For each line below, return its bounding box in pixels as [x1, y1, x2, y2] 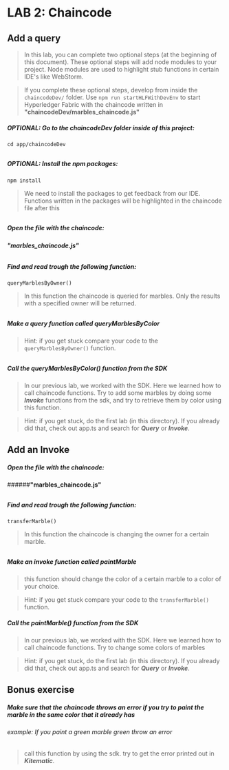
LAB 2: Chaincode [7, 5, 112, 21]
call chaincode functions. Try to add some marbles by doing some [23, 389, 212, 397]
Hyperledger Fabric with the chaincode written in [23, 101, 164, 108]
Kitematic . [23, 756, 55, 764]
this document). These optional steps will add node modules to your [23, 58, 217, 66]
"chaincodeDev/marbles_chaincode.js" [23, 108, 140, 116]
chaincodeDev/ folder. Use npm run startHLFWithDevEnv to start [23, 93, 201, 101]
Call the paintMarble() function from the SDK [7, 618, 139, 627]
